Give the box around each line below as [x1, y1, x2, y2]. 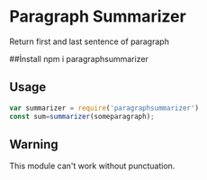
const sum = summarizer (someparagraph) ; [9, 112, 155, 121]
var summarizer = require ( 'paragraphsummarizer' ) [9, 103, 200, 112]
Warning [9, 137, 58, 152]
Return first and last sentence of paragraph [9, 36, 169, 47]
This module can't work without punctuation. [9, 160, 175, 172]
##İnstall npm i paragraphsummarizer [9, 53, 148, 64]
